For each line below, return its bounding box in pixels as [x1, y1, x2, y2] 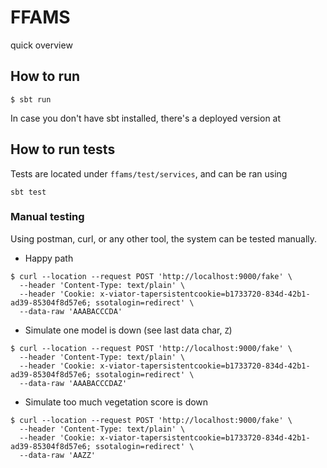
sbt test [10, 187, 47, 197]
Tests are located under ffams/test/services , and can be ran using [10, 167, 288, 180]
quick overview [10, 39, 73, 51]
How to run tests [10, 141, 116, 158]
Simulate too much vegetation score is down [24, 396, 209, 408]
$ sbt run [10, 94, 52, 105]
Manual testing [10, 210, 85, 224]
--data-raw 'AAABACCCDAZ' [19, 378, 128, 388]
